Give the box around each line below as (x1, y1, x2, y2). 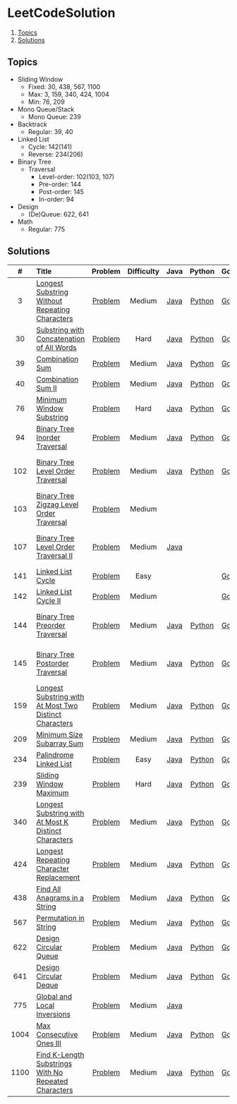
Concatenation (36, 334, 85, 344)
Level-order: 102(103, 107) (38, 172, 115, 181)
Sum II (36, 383, 58, 393)
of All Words (36, 342, 77, 352)
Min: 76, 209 (28, 97, 65, 106)
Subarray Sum (36, 739, 84, 748)
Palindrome (36, 750, 74, 760)
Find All (36, 884, 61, 894)
